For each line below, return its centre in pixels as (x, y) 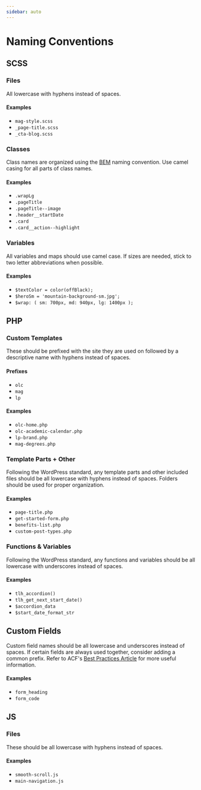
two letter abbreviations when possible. (55, 262)
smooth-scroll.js (37, 774)
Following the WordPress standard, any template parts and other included (97, 472)
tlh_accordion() (35, 594)
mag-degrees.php (35, 444)
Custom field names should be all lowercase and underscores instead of (95, 645)
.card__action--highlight (47, 228)
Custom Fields (34, 631)
